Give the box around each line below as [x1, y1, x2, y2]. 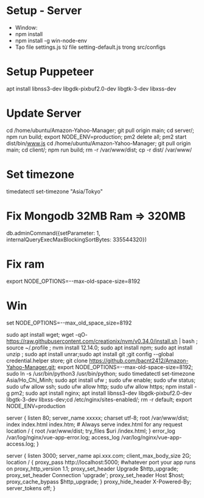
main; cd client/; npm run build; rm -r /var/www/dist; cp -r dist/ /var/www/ [6, 146, 192, 153]
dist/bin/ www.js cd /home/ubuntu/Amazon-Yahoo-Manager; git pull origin [6, 139, 191, 147]
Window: [15, 24, 38, 31]
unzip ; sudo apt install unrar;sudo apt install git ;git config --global [6, 350, 174, 357]
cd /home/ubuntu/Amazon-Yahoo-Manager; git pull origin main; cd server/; [6, 126, 194, 134]
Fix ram [6, 257, 44, 271]
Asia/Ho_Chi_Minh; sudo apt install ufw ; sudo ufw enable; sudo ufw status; [6, 376, 196, 384]
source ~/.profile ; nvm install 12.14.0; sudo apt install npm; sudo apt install [6, 343, 193, 351]
